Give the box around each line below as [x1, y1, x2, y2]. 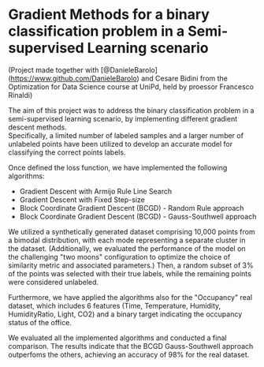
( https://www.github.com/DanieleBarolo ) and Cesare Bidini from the [8, 73, 229, 83]
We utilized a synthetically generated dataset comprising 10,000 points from [8, 227, 255, 236]
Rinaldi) [8, 90, 33, 99]
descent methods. [8, 122, 67, 132]
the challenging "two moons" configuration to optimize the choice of [8, 252, 231, 261]
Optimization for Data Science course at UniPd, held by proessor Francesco [8, 81, 255, 92]
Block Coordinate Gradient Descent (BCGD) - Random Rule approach [19, 203, 244, 212]
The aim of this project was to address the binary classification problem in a [8, 105, 255, 115]
